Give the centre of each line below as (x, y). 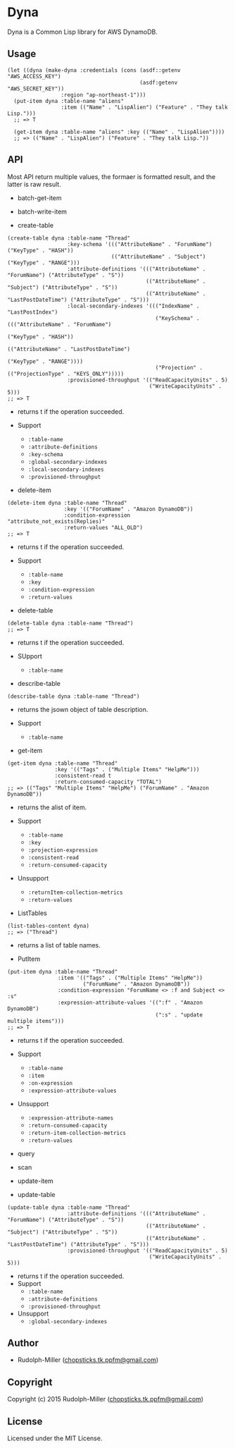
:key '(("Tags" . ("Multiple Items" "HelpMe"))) (127, 769)
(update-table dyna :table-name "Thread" (69, 1207)
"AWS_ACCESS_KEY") (34, 76)
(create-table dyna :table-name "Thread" (69, 238)
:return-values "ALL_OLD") (103, 527)
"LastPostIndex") (33, 312)
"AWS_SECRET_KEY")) (36, 89)
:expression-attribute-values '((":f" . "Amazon (130, 1002)
